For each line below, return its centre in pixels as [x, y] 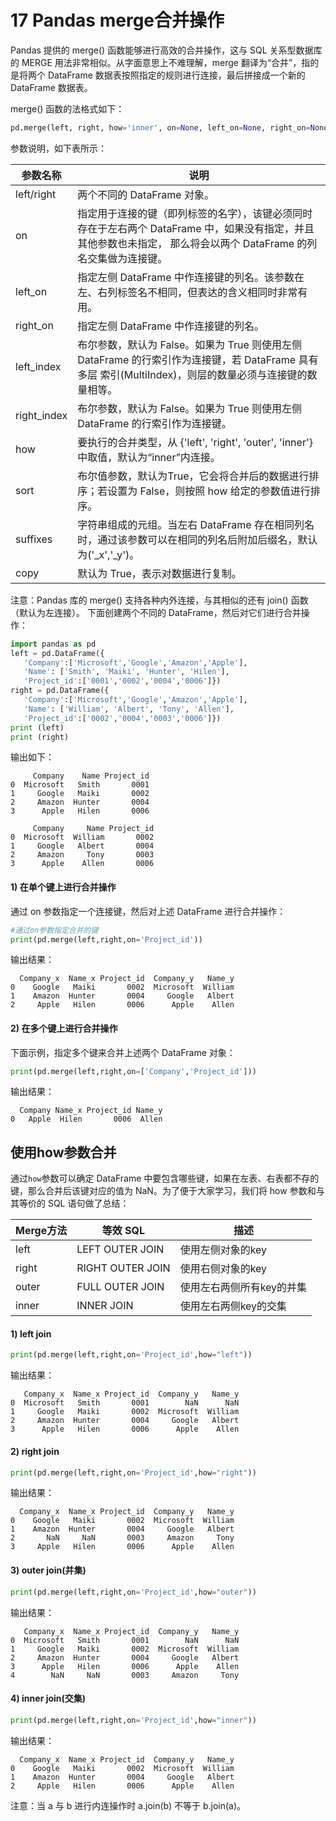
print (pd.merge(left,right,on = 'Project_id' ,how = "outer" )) [133, 1592]
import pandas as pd [53, 644]
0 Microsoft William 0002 [82, 837]
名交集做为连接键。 [122, 258]
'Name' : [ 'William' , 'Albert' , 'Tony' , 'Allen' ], [129, 709]
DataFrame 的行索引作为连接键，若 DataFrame [187, 359]
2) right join [35, 1451]
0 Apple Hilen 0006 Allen [86, 1119]
